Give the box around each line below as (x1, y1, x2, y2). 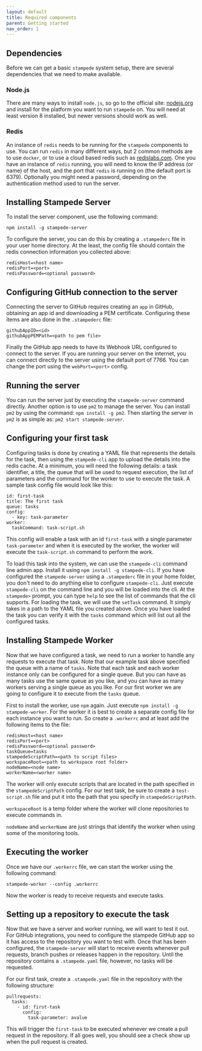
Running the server (6, 380, 80, 391)
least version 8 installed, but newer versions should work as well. (6, 112, 168, 120)
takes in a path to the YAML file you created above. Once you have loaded (6, 605, 191, 612)
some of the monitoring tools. (6, 829, 80, 836)
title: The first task (6, 498, 63, 504)
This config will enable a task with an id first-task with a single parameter (6, 535, 192, 542)
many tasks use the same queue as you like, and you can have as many (6, 677, 184, 684)
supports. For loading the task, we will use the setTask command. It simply (6, 598, 191, 605)
